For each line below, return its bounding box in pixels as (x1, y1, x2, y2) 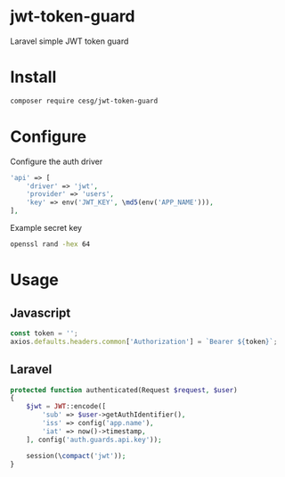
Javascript (10, 305, 71, 320)
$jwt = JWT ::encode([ (26, 402, 106, 411)
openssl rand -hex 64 (10, 240, 91, 249)
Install (10, 67, 57, 87)
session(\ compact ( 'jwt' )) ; (26, 451, 126, 460)
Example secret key (10, 223, 83, 234)
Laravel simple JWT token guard (10, 36, 129, 46)
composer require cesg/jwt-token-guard (10, 96, 159, 105)
